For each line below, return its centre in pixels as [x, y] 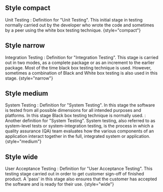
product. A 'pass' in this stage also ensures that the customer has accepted [81, 179]
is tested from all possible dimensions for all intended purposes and [73, 110]
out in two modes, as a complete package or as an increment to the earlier [80, 63]
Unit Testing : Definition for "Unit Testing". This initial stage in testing [74, 20]
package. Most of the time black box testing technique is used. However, [78, 67]
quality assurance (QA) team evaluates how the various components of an [80, 131]
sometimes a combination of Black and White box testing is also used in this [81, 73]
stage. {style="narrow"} [29, 78]
